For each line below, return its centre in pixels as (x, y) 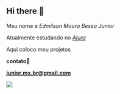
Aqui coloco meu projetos (39, 49)
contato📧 (18, 61)
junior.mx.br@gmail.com (39, 73)
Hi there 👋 (25, 11)
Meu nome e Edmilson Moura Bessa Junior (60, 25)
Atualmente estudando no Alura (46, 38)
